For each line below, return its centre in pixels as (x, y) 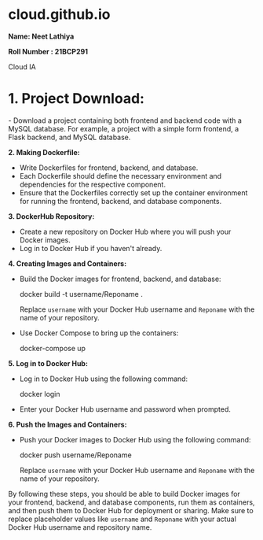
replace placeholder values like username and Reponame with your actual (122, 519)
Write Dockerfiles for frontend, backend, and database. (109, 168)
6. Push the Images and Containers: (68, 424)
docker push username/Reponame (75, 455)
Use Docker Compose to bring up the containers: (99, 333)
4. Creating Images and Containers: (68, 263)
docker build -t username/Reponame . (81, 294)
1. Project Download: (77, 99)
